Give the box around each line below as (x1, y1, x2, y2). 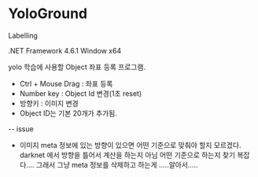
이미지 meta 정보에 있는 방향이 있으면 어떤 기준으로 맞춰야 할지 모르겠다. (19, 140, 241, 149)
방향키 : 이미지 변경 (19, 98, 79, 108)
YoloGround (8, 5, 88, 23)
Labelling (8, 31, 38, 40)
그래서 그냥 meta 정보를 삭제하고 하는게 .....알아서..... (35, 160, 198, 169)
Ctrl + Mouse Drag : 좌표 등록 (19, 79, 113, 88)
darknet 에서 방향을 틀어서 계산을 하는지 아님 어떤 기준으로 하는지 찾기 (19, 150, 236, 160)
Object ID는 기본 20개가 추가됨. (19, 108, 118, 118)
